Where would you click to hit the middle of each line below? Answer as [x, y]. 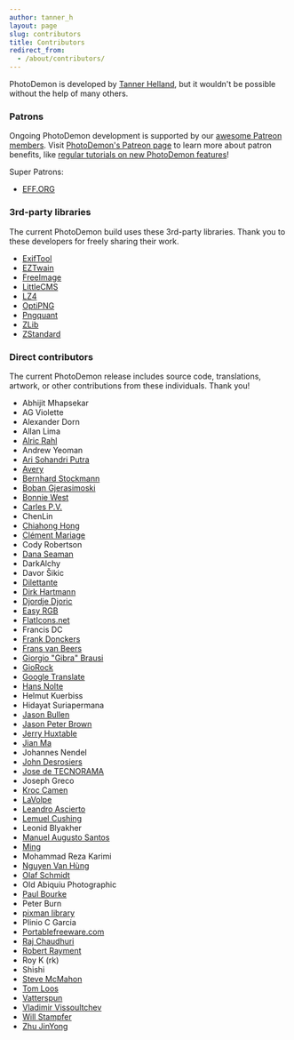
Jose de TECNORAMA [63, 771]
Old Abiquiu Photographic [69, 884]
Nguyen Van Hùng [56, 865]
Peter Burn [42, 903]
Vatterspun [42, 997]
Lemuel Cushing [52, 818]
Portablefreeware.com [63, 932]
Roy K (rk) [40, 960]
